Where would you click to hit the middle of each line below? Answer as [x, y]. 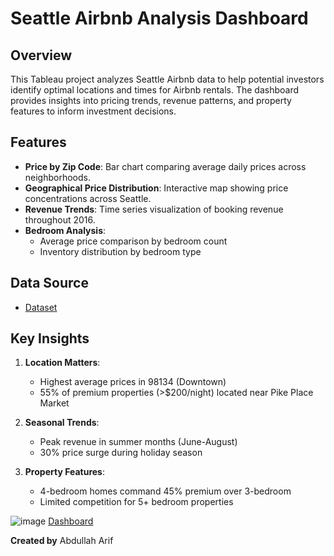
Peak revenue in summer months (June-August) [138, 442]
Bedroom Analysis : [65, 230]
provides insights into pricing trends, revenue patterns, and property [151, 100]
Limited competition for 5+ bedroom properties [136, 502]
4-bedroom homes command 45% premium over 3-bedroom [165, 491]
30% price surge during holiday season [121, 453]
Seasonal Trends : [62, 423]
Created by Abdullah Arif [62, 541]
